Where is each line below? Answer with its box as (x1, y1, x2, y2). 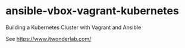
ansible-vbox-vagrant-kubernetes (5, 4, 179, 18)
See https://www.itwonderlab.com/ (5, 35, 92, 42)
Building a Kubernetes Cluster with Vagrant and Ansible (5, 24, 142, 31)
